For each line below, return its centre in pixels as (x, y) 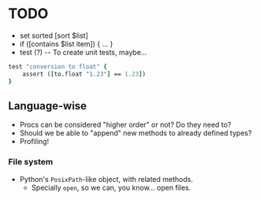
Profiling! (34, 142)
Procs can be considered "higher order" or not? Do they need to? (125, 125)
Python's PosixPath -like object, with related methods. (106, 179)
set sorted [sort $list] (54, 35)
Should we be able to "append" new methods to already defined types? (136, 133)
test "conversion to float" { (58, 67)
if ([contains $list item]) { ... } (66, 43)
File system (31, 162)
